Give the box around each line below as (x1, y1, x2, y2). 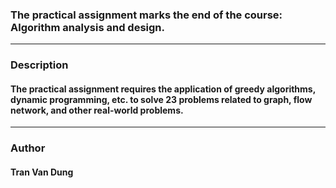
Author (10, 141, 46, 155)
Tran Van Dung (10, 166, 74, 178)
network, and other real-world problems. (10, 104, 184, 116)
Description (10, 58, 69, 72)
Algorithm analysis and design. (10, 20, 165, 34)
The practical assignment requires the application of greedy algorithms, (10, 83, 316, 95)
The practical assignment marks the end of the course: (10, 8, 283, 22)
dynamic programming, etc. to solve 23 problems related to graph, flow (10, 93, 313, 105)
